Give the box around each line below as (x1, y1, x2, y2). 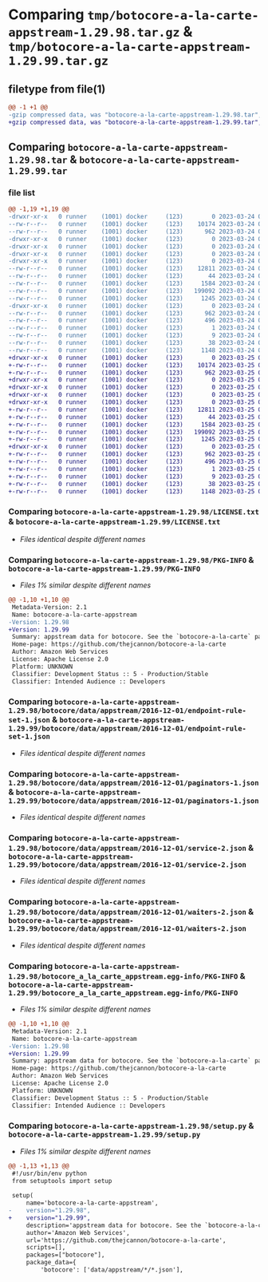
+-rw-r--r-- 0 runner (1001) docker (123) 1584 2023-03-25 (8, 421, 255, 429)
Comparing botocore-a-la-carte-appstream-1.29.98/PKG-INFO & (8, 554, 254, 565)
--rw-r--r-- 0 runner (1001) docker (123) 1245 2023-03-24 (8, 294, 255, 303)
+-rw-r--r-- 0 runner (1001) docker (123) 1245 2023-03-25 (8, 435, 255, 444)
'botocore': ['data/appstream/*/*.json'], (40, 1266, 183, 1274)
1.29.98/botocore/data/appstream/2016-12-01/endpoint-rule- (8, 706, 247, 715)
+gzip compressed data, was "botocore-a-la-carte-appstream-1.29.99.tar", (8, 118, 262, 126)
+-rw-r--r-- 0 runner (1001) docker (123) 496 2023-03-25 (8, 457, 255, 466)
